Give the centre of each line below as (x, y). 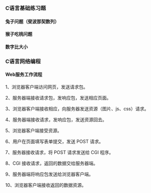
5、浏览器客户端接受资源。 (34, 130)
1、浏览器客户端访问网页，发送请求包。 (47, 87)
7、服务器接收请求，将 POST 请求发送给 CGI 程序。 (59, 152)
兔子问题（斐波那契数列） (32, 21)
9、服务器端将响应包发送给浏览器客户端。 (49, 174)
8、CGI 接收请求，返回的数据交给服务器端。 (52, 163)
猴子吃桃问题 (19, 34)
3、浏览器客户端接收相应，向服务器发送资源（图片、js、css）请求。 (77, 108)
